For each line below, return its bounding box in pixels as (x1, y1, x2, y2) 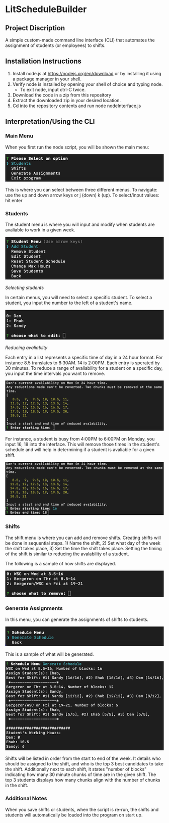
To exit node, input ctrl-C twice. (20, 86, 86, 92)
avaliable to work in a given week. (5, 226, 75, 233)
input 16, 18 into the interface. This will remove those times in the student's (5, 441, 160, 447)
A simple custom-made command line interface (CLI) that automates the (5, 37, 155, 43)
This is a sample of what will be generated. (5, 651, 94, 657)
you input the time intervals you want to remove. (5, 370, 106, 377)
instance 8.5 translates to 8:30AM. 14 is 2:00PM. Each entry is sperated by (5, 360, 160, 366)
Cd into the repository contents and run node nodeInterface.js (12, 103, 141, 109)
